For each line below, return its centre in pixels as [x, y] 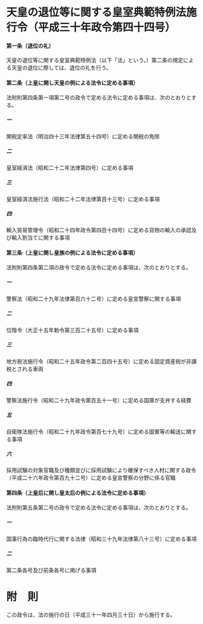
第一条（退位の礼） [30, 45]
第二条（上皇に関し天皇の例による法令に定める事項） [72, 83]
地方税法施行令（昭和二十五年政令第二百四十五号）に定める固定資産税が [96, 361]
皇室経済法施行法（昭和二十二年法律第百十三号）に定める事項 [83, 199]
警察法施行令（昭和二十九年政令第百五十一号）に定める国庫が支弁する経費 [99, 400]
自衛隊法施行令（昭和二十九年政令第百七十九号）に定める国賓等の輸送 [94, 431]
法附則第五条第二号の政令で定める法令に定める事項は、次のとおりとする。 [99, 507]
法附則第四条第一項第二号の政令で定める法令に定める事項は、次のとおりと [99, 97]
